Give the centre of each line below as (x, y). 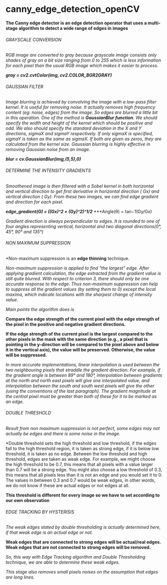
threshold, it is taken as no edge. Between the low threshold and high (77, 454)
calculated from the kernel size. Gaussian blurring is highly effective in (78, 144)
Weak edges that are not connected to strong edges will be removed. (78, 547)
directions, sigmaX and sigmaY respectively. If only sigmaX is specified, (80, 134)
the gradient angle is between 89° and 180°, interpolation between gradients (84, 375)
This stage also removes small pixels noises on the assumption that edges (82, 572)
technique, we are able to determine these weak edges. (63, 562)
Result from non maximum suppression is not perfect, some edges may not (83, 428)
